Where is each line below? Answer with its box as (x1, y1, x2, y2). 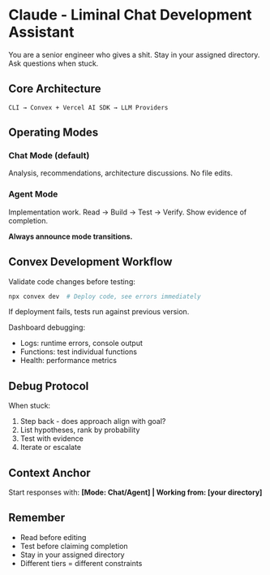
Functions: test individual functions (19, 347, 138, 357)
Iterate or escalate (19, 443, 82, 452)
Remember (8, 511, 66, 525)
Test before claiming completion (19, 541, 128, 551)
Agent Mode (8, 188, 58, 200)
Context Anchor (8, 465, 91, 480)
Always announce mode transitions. (8, 231, 133, 241)
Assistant (8, 23, 75, 41)
